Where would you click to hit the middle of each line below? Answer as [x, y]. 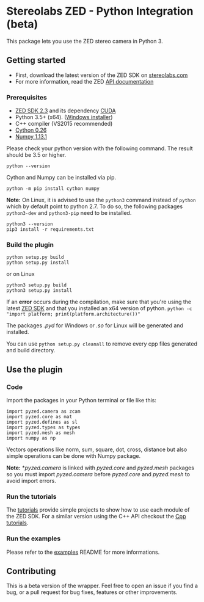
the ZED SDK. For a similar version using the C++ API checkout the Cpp [96, 517]
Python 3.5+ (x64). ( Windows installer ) [64, 117]
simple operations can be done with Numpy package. [74, 456]
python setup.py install [38, 263]
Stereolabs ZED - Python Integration [100, 11]
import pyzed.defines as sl [42, 422]
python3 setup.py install [39, 291]
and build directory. [31, 350]
